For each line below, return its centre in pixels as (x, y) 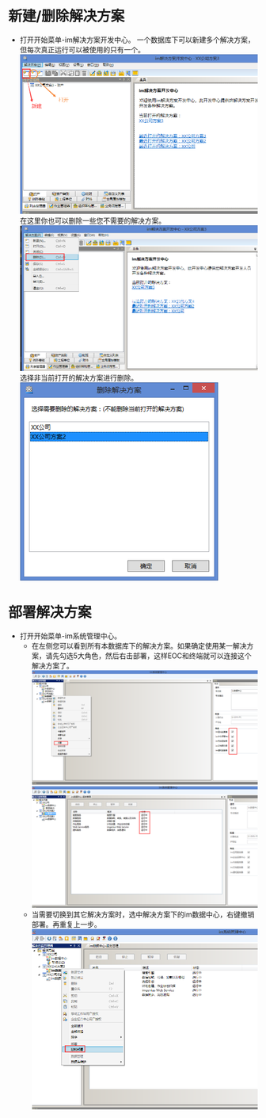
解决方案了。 (52, 665)
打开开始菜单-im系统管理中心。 (70, 636)
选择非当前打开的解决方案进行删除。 (79, 377)
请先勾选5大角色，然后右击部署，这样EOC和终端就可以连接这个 (148, 656)
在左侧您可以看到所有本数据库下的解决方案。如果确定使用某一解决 (139, 645)
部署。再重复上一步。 (66, 925)
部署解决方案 (50, 612)
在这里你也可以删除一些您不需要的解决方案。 (93, 221)
